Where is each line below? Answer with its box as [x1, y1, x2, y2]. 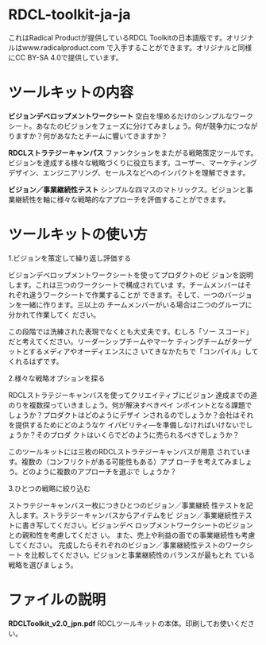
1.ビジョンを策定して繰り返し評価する [8, 253, 132, 263]
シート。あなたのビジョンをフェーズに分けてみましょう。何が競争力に [8, 121, 237, 130]
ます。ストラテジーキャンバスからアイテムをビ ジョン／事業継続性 [21, 510, 239, 519]
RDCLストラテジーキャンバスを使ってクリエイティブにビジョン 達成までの [8, 390, 251, 400]
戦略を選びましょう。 [8, 560, 78, 570]
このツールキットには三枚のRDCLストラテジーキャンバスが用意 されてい [8, 446, 245, 456]
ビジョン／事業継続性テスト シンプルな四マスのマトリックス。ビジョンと [8, 184, 247, 194]
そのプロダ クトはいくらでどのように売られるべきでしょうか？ [35, 430, 240, 439]
